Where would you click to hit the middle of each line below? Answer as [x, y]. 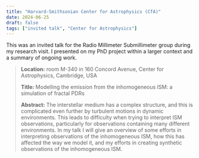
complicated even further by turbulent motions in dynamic [92, 111]
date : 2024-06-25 [28, 17]
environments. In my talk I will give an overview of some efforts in [101, 130]
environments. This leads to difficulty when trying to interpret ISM [101, 118]
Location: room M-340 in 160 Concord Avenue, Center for [92, 69]
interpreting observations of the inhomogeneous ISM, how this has [102, 137]
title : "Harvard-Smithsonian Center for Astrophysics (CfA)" [84, 12]
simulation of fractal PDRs [53, 93]
